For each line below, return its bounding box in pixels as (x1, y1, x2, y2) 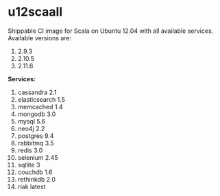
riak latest (17, 182, 46, 191)
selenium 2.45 (17, 153, 58, 161)
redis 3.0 (17, 146, 43, 154)
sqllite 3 (17, 160, 40, 169)
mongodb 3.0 (17, 110, 56, 118)
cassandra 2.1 (17, 88, 57, 96)
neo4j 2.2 (17, 124, 45, 132)
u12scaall (8, 4, 63, 20)
